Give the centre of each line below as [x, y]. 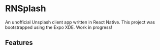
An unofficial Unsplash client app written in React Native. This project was [80, 22]
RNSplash [26, 9]
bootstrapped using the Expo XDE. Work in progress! [59, 27]
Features [19, 43]
